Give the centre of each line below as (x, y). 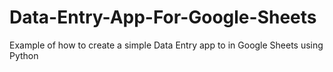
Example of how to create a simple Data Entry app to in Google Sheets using (166, 45)
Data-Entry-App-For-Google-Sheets (163, 17)
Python (24, 55)
